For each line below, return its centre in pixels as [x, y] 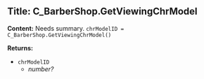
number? [41, 69]
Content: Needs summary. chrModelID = [66, 28]
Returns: [20, 48]
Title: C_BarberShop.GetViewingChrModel [103, 12]
